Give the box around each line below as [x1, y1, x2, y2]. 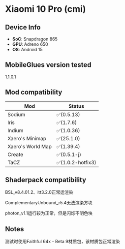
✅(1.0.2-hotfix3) [56, 159, 96, 166]
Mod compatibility [5, 88, 62, 96]
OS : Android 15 [12, 47, 43, 52]
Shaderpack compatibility [5, 176, 87, 184]
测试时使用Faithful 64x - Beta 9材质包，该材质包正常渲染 [5, 239, 120, 245]
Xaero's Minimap [7, 135, 47, 142]
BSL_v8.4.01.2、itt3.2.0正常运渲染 [5, 189, 73, 195]
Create [7, 151, 24, 158]
